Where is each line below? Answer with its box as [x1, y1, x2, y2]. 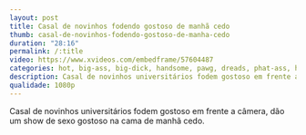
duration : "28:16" [9, 38, 79, 48]
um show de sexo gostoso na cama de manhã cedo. [9, 115, 205, 126]
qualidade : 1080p [9, 81, 76, 90]
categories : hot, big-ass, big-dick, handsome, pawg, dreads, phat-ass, [9, 64, 291, 73]
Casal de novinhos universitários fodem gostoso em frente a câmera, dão [9, 105, 285, 116]
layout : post [9, 13, 59, 23]
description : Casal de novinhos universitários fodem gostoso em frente [9, 72, 291, 82]
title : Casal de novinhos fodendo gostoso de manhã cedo [9, 22, 230, 31]
